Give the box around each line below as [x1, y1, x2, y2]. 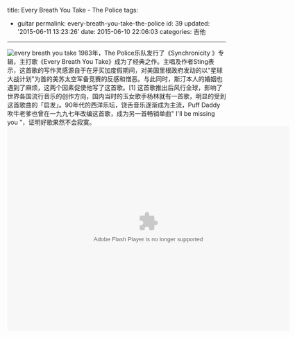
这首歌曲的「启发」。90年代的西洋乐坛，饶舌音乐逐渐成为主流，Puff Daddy [7, 101, 221, 109]
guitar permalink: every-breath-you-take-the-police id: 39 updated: [17, 19, 210, 27]
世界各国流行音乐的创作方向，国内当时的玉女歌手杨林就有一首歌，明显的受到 [7, 92, 226, 100]
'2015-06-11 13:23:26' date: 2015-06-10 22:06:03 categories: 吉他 [17, 28, 206, 35]
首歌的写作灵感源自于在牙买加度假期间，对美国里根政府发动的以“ [25, 66, 211, 74]
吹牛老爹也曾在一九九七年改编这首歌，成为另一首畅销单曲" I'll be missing [7, 110, 215, 117]
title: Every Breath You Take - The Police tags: [7, 6, 139, 14]
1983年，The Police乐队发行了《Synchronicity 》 [78, 49, 219, 57]
